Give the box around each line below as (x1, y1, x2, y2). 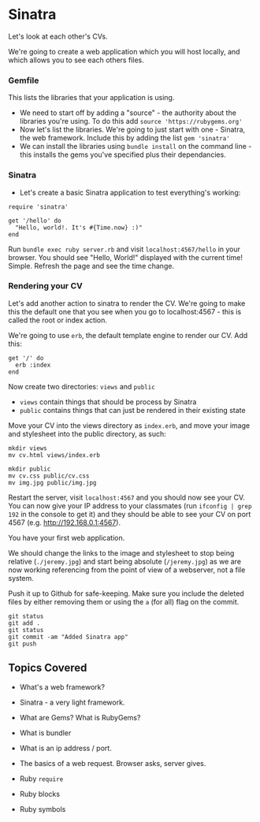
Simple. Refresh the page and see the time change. (8, 261, 175, 270)
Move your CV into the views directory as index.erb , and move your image (8, 420, 251, 430)
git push (8, 640, 37, 648)
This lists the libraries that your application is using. (8, 93, 175, 102)
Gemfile (8, 75, 39, 86)
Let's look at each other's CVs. (8, 32, 108, 41)
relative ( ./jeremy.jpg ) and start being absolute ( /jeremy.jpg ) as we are (8, 556, 242, 566)
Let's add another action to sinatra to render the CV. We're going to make (8, 298, 246, 308)
